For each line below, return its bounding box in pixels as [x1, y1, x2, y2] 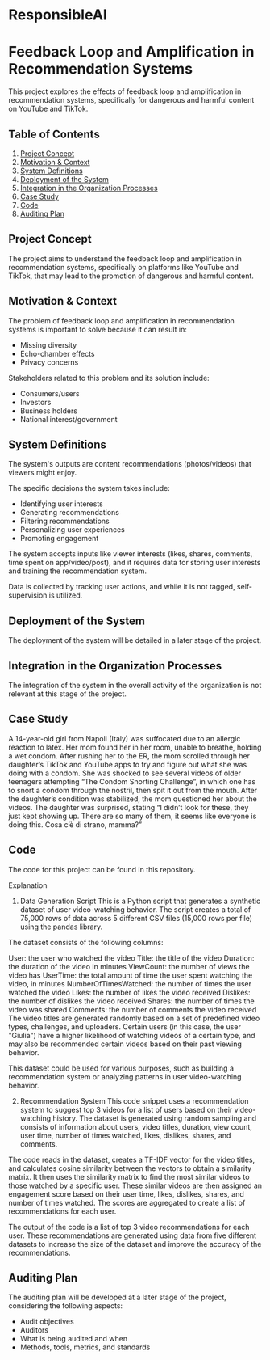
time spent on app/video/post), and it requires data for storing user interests [8, 558, 261, 568]
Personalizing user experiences [19, 525, 125, 534]
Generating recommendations [19, 508, 119, 517]
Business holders [19, 406, 78, 416]
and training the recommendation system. [8, 566, 147, 576]
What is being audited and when [19, 1334, 127, 1344]
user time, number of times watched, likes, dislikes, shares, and [19, 1130, 231, 1140]
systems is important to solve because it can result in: [8, 324, 187, 334]
